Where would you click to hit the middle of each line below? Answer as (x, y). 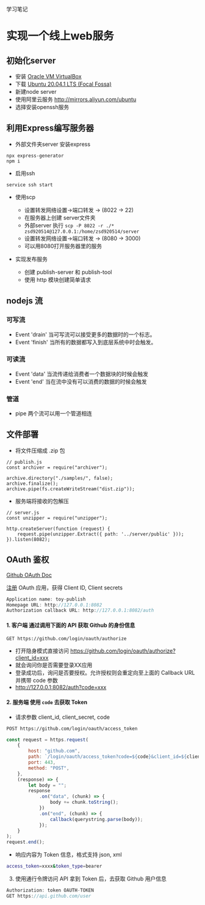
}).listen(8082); (28, 539)
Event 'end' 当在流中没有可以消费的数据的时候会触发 (81, 381)
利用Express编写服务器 (50, 128)
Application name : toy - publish (46, 599)
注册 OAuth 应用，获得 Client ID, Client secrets (65, 588)
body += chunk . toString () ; (84, 802)
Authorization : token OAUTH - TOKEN (50, 890)
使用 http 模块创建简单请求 (58, 279)
